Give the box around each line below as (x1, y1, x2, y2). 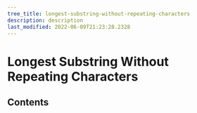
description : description (7, 17, 83, 24)
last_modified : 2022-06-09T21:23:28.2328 (7, 23, 131, 30)
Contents (7, 96, 49, 108)
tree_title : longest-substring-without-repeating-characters (7, 10, 191, 18)
